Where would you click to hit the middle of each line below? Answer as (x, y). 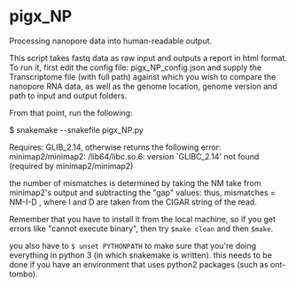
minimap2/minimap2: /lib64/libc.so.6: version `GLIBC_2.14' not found (134, 156)
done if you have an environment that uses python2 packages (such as (139, 264)
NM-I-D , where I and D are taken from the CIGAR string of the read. (133, 202)
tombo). (23, 274)
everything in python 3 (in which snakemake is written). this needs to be (141, 255)
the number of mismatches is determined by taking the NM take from (135, 182)
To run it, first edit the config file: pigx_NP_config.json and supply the (136, 67)
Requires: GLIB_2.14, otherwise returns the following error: (115, 147)
